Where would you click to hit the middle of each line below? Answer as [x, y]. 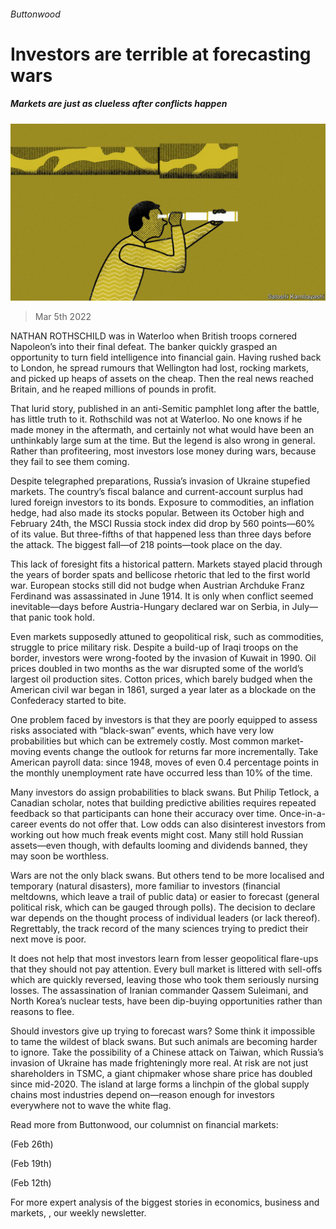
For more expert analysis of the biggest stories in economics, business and [165, 1202]
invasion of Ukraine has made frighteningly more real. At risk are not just [159, 1063]
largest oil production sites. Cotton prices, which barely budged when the [161, 679]
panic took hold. [61, 617]
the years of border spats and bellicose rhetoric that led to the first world [160, 575]
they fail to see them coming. [70, 462]
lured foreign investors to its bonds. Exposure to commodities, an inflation [162, 502]
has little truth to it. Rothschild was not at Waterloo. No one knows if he [156, 419]
